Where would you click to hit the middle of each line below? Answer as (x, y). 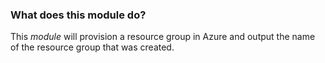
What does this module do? (78, 15)
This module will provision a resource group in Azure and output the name (163, 37)
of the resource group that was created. (92, 47)
